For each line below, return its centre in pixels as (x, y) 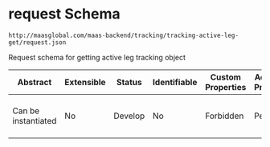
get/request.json (37, 42)
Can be (26, 111)
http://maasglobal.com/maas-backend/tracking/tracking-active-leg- (124, 35)
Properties (225, 87)
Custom (225, 77)
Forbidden (224, 116)
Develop (129, 116)
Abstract (35, 82)
